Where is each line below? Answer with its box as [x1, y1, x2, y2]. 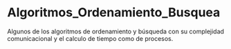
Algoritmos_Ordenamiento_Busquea [7, 5, 221, 20]
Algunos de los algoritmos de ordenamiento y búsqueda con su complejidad [7, 27, 225, 35]
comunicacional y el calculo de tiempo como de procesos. [7, 34, 174, 42]
